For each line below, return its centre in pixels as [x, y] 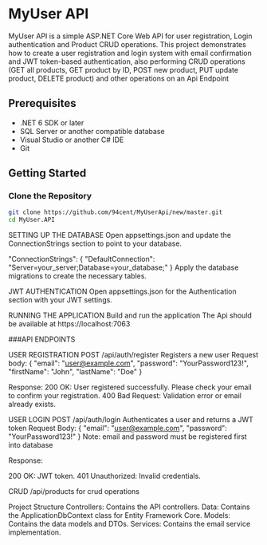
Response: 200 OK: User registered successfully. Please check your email [130, 387]
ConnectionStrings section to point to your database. [95, 243]
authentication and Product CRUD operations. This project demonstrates [128, 44]
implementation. [35, 532]
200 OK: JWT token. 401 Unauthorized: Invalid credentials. [104, 476]
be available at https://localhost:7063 [69, 324]
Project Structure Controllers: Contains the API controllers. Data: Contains [129, 507]
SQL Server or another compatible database [92, 131]
